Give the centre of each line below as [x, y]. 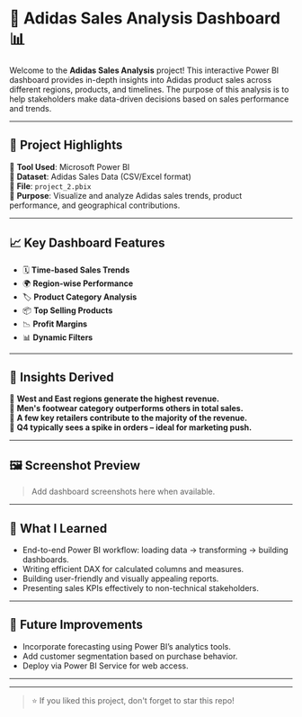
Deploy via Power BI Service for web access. [105, 666]
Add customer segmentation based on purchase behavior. [130, 656]
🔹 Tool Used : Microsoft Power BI [70, 166]
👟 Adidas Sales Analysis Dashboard [145, 18]
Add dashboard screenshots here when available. [123, 492]
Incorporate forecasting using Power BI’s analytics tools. [126, 646]
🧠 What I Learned [58, 529]
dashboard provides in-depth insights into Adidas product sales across [141, 79]
